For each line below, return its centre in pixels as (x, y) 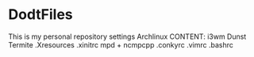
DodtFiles (40, 15)
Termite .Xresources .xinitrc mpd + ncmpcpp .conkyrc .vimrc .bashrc (121, 44)
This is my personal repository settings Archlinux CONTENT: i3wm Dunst (127, 36)
